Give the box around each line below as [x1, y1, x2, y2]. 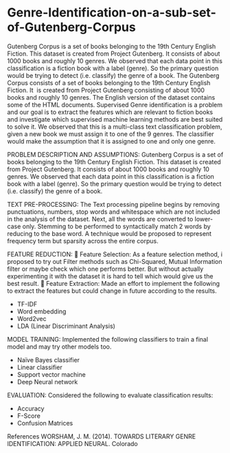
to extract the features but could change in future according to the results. [7, 287, 218, 295]
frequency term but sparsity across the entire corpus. [7, 236, 159, 245]
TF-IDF [16, 300, 38, 308]
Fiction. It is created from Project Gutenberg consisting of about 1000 [7, 86, 205, 94]
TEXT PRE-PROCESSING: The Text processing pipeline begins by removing [7, 200, 220, 208]
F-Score [16, 411, 41, 420]
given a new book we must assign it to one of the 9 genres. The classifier [7, 129, 214, 138]
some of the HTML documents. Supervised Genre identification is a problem [7, 100, 223, 109]
